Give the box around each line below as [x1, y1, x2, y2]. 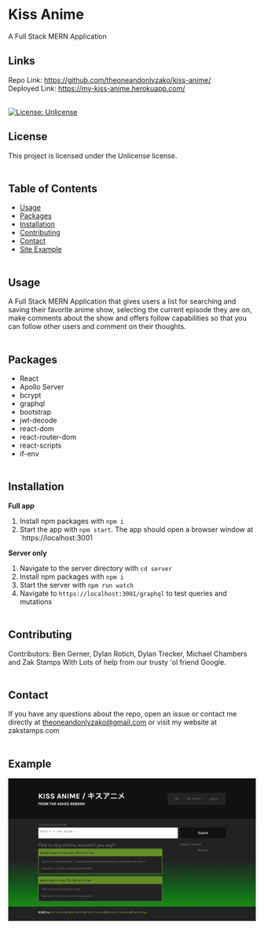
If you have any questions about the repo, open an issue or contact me [8, 710, 237, 719]
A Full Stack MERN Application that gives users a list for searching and [8, 297, 236, 306]
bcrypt [19, 391, 42, 400]
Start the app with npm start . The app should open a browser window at [19, 525, 254, 534]
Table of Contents [8, 182, 98, 195]
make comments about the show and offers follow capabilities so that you [8, 313, 247, 323]
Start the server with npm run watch [19, 580, 134, 589]
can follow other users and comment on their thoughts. [8, 322, 186, 331]
